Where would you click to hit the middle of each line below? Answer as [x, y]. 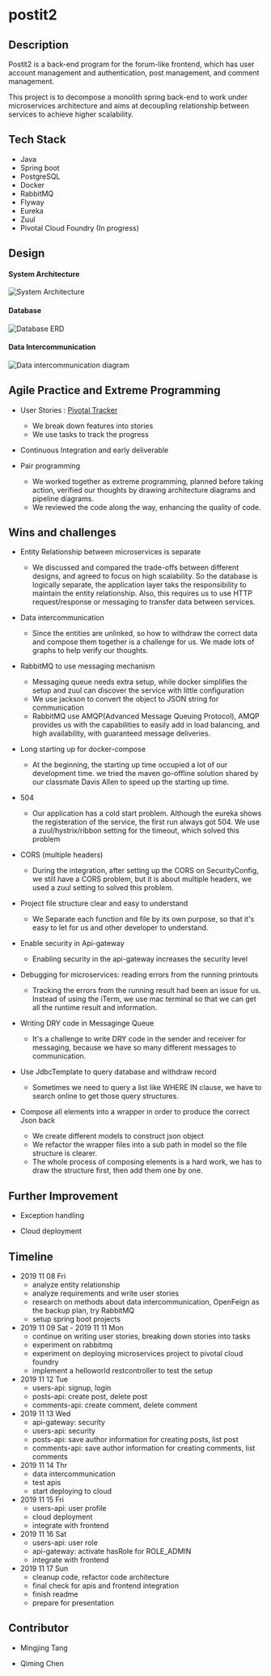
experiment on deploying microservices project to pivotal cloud [138, 1354]
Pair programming [50, 465]
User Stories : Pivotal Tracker [69, 409]
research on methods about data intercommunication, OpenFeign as [146, 1302]
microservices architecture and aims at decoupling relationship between [129, 106]
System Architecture [44, 274]
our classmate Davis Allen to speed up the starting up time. [131, 782]
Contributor [38, 1628]
